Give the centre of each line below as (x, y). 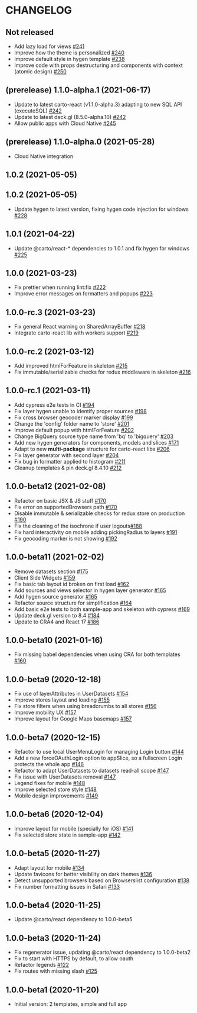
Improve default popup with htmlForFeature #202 (74, 430)
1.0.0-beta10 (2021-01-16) (54, 640)
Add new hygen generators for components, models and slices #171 (96, 442)
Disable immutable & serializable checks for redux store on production (99, 513)
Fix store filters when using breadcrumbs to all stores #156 (85, 706)
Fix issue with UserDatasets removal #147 (65, 777)
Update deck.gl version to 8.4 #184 (57, 615)
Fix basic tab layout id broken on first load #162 (72, 584)
